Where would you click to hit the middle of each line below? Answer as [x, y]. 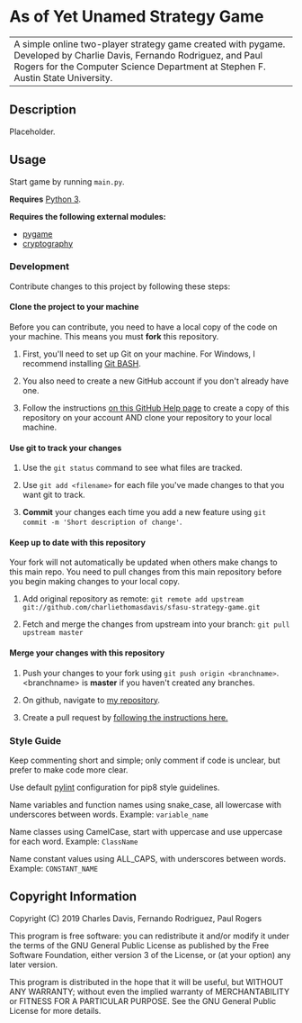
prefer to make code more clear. [69, 770]
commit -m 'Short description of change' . [102, 522]
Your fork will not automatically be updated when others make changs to [144, 562]
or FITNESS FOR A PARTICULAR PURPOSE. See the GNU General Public [143, 1000]
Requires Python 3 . [45, 199]
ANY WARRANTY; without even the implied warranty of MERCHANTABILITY [150, 991]
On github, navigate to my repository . [91, 700]
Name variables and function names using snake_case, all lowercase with [145, 804]
